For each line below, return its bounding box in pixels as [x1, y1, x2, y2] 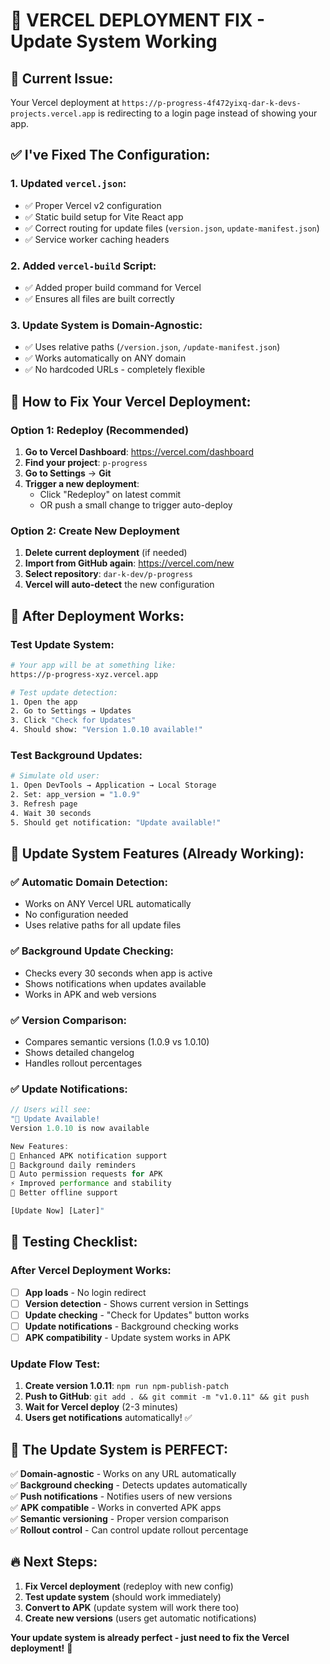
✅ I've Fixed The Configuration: [10, 147, 211, 164]
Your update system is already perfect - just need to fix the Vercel [10, 1631, 290, 1643]
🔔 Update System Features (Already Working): [10, 845, 305, 863]
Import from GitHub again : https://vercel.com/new [24, 557, 235, 569]
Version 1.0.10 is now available [10, 1123, 150, 1133]
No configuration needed [24, 909, 129, 921]
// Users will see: [10, 1105, 92, 1115]
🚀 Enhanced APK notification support [10, 1150, 168, 1161]
